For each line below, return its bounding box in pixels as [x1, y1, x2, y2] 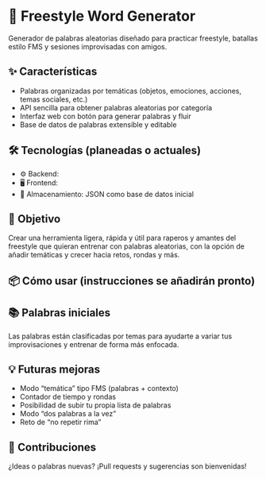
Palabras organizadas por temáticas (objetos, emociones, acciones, [19, 86, 242, 95]
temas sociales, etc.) [19, 95, 88, 104]
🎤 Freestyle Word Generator [8, 7, 196, 25]
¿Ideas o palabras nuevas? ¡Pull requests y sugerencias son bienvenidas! [8, 462, 247, 471]
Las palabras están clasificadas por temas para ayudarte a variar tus [8, 331, 233, 341]
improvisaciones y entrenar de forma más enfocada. [8, 339, 179, 349]
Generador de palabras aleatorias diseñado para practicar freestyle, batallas [8, 33, 258, 43]
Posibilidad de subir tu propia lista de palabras [19, 400, 172, 410]
